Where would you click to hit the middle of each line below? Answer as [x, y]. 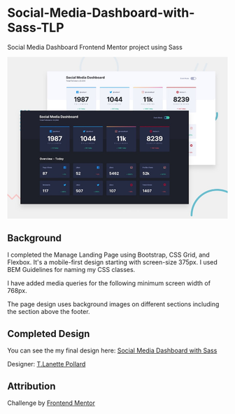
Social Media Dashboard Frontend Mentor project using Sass [95, 47]
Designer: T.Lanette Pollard [47, 364]
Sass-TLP [36, 28]
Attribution [31, 386]
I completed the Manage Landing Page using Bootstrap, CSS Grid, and [108, 255]
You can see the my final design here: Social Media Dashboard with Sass [112, 350]
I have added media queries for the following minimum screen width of [109, 283]
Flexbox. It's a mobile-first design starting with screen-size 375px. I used [113, 262]
